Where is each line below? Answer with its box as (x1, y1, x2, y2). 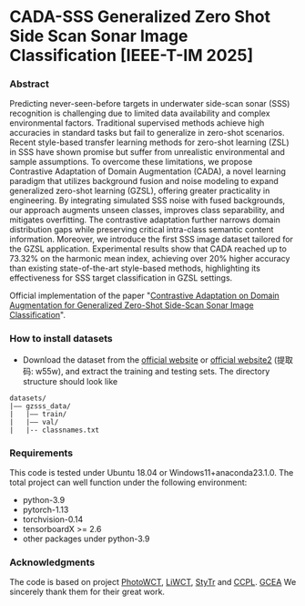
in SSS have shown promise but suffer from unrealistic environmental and (9, 147, 285, 158)
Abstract (9, 77, 50, 90)
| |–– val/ (9, 417, 59, 426)
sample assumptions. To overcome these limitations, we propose (9, 157, 253, 168)
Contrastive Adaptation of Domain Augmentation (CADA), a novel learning (9, 166, 287, 177)
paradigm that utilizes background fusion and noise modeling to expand (9, 176, 280, 187)
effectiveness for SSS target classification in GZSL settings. (9, 272, 233, 283)
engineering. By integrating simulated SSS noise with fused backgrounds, (9, 195, 286, 206)
